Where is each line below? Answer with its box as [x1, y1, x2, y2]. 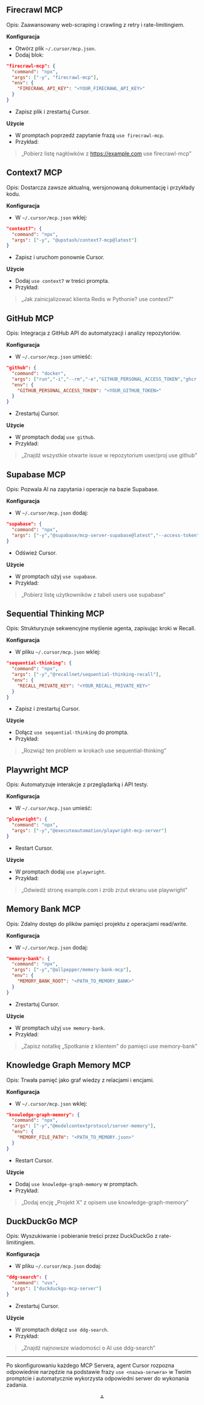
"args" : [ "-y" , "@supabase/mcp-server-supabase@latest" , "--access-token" [12, 532, 200, 538]
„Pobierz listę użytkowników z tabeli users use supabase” [21, 591, 166, 598]
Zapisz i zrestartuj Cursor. [15, 705, 80, 713]
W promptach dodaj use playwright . [15, 868, 106, 875]
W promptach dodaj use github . [15, 433, 95, 441]
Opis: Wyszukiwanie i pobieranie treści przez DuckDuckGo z [6, 1232, 158, 1240]
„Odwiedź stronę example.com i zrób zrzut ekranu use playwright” [21, 886, 188, 894]
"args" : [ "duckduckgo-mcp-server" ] [12, 1286, 102, 1292]
